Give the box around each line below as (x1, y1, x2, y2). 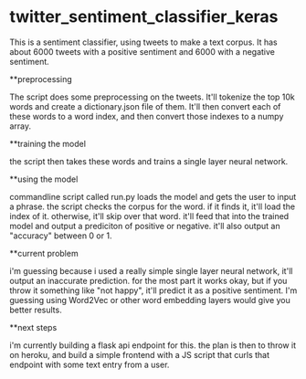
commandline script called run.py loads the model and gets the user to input (9, 191, 297, 202)
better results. (9, 304, 62, 315)
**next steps (9, 321, 58, 332)
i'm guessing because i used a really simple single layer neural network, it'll (9, 265, 293, 276)
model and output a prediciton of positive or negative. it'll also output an (9, 220, 280, 231)
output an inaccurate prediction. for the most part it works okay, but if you (9, 275, 288, 286)
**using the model (9, 174, 79, 184)
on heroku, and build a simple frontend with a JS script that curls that (9, 349, 270, 360)
